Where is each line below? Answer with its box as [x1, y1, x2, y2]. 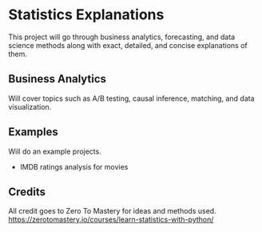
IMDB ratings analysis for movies [19, 162, 129, 171]
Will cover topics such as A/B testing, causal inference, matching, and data [8, 94, 255, 103]
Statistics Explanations [8, 6, 165, 24]
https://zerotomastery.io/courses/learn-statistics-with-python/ [8, 214, 214, 225]
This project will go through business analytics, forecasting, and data [8, 32, 236, 42]
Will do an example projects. [8, 146, 101, 156]
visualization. [8, 102, 52, 111]
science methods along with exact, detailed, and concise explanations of [8, 40, 248, 50]
